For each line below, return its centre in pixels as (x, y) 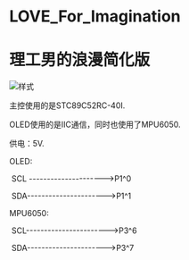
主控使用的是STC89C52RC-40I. (67, 105)
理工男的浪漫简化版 (80, 60)
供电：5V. (27, 144)
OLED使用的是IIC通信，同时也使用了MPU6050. (95, 125)
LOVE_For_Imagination (95, 17)
